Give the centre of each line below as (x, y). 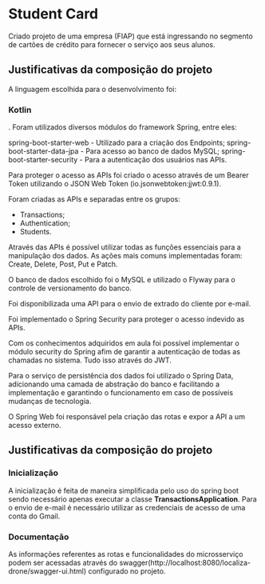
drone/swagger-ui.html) (47, 571)
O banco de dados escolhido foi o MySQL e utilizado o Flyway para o (122, 280)
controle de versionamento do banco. (70, 288)
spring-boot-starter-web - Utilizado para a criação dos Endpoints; (117, 143)
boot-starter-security (43, 160)
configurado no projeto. (127, 571)
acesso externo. (35, 426)
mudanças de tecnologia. (50, 402)
